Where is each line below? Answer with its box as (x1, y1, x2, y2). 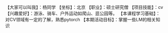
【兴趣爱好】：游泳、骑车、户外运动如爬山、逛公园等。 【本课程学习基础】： (5, 10, 160, 16)
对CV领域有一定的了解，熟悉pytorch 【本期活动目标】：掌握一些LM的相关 (5, 17, 156, 22)
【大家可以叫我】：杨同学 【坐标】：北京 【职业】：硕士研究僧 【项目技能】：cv (5, 4, 163, 10)
